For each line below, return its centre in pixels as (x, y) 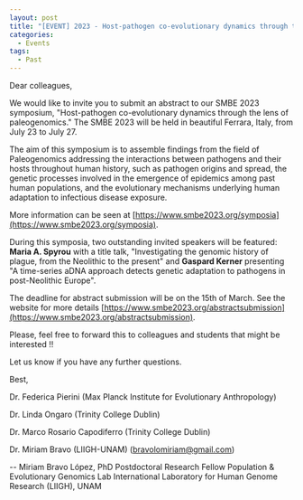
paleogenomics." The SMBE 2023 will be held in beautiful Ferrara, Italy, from (151, 122)
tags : (19, 52)
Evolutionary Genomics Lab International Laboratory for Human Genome (143, 476)
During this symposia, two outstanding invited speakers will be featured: (143, 242)
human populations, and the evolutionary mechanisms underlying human (145, 188)
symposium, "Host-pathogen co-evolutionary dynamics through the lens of (149, 113)
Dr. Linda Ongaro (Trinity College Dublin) (85, 414)
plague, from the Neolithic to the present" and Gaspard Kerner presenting (147, 261)
